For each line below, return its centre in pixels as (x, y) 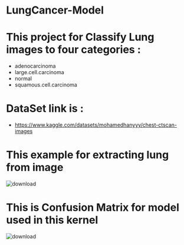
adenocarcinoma (35, 66)
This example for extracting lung (88, 155)
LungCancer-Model (55, 10)
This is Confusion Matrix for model (93, 208)
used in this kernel (52, 220)
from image (35, 168)
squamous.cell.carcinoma (46, 85)
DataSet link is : (45, 109)
